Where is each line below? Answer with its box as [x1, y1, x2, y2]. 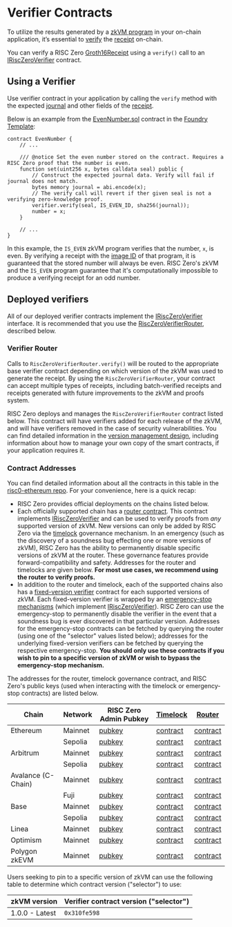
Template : [7, 122, 36, 130]
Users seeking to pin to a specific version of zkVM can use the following [7, 873, 213, 881]
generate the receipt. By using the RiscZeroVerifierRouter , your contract [7, 374, 215, 382]
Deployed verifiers [7, 293, 89, 305]
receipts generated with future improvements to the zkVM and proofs [7, 389, 204, 397]
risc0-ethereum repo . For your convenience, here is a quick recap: [7, 487, 197, 495]
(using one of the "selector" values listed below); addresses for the [17, 632, 209, 640]
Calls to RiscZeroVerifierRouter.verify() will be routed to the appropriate [7, 359, 219, 367]
